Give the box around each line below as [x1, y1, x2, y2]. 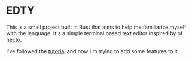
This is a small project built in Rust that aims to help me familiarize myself [6, 23, 187, 30]
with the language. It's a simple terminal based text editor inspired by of [6, 29, 183, 36]
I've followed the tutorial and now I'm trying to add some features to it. [6, 47, 179, 54]
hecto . [6, 36, 22, 43]
